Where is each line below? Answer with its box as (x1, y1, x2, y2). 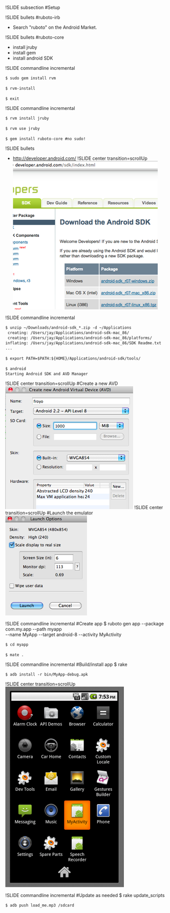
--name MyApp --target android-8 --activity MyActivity (5, 631, 122, 638)
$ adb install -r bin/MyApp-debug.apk (5, 672, 88, 677)
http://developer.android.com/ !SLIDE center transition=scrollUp (12, 155, 147, 161)
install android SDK (12, 55, 53, 61)
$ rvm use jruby (5, 126, 40, 131)
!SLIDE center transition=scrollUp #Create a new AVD (5, 380, 118, 386)
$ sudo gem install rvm (5, 76, 56, 81)
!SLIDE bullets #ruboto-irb (5, 14, 60, 20)
